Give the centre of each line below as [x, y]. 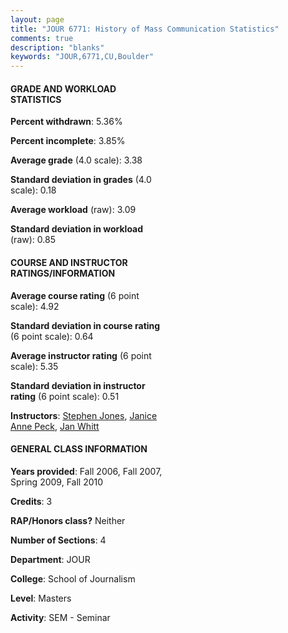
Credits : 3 [31, 501]
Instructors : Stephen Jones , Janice [84, 415]
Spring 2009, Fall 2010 [57, 482]
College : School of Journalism [73, 578]
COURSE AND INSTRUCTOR [69, 262]
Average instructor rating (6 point [81, 355]
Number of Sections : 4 [58, 540]
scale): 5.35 [34, 366]
